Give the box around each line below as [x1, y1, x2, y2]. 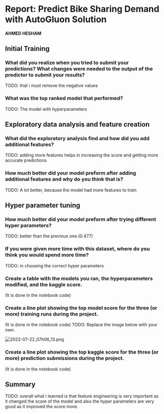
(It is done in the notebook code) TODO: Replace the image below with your [5, 322, 158, 328]
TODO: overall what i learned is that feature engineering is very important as [5, 393, 159, 399]
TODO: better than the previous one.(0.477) [5, 233, 93, 239]
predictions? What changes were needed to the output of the [5, 65, 153, 72]
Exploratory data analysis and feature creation [5, 120, 150, 129]
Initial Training [5, 45, 50, 53]
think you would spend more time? [5, 252, 89, 259]
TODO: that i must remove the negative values [5, 82, 98, 89]
